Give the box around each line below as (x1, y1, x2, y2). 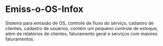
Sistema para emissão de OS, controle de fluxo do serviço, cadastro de (5, 20, 154, 26)
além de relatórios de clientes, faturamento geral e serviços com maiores (5, 30, 158, 36)
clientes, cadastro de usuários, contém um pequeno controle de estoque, (5, 25, 158, 31)
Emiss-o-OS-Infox (5, 3, 84, 15)
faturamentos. (5, 36, 34, 42)
